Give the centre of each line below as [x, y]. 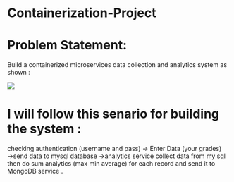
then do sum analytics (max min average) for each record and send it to [111, 164]
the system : [44, 129]
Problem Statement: [67, 45]
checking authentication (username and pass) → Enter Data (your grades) [115, 149]
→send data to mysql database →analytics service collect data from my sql [116, 156]
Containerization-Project [82, 13]
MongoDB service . [35, 171]
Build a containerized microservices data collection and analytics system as [117, 65]
